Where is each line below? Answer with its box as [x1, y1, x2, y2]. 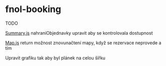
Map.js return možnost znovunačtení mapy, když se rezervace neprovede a [5, 39, 162, 46]
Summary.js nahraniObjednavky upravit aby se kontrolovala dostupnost [5, 30, 153, 36]
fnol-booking [5, 4, 61, 15]
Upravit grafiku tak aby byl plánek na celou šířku [5, 54, 106, 61]
